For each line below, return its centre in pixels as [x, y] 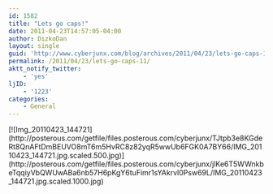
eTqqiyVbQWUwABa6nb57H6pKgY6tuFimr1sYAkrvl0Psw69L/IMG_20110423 [135, 173]
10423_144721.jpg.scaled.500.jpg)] [66, 156]
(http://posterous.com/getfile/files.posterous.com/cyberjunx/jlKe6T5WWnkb [136, 164]
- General [40, 106]
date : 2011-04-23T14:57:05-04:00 [65, 31]
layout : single [34, 46]
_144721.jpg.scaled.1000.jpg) [56, 181]
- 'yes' [36, 76]
